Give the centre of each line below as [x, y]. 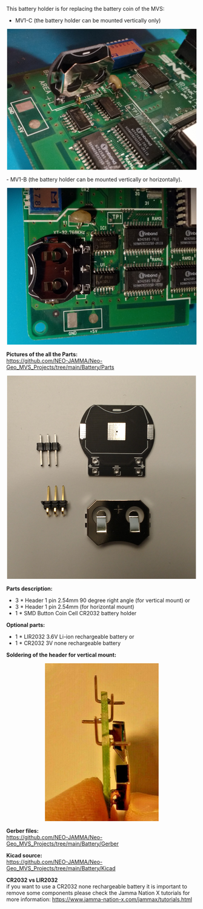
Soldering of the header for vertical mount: [62, 655]
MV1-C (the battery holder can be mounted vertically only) [88, 20]
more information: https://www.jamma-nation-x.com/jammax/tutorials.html [99, 899]
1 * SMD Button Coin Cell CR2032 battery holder [76, 613]
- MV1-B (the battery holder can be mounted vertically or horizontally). [94, 180]
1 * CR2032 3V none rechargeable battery [68, 643]
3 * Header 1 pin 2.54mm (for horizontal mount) [75, 607]
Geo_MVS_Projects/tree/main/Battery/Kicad [61, 868]
